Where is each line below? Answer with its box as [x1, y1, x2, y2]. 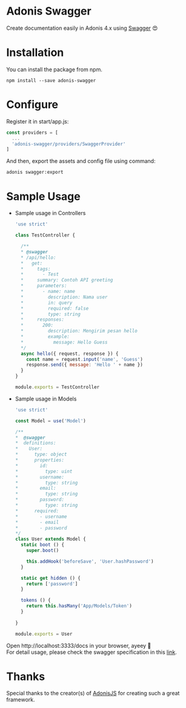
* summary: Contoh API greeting [21, 277, 113, 283]
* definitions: [15, 440, 56, 446]
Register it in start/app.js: [6, 117, 69, 125]
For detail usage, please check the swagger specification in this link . [6, 648, 178, 656]
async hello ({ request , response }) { [21, 351, 119, 357]
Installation [6, 46, 64, 60]
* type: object [15, 452, 67, 458]
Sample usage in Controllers [15, 210, 86, 217]
